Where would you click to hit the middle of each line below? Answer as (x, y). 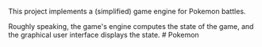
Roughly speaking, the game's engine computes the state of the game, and (131, 26)
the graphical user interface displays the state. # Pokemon (104, 35)
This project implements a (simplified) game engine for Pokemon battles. (127, 11)
